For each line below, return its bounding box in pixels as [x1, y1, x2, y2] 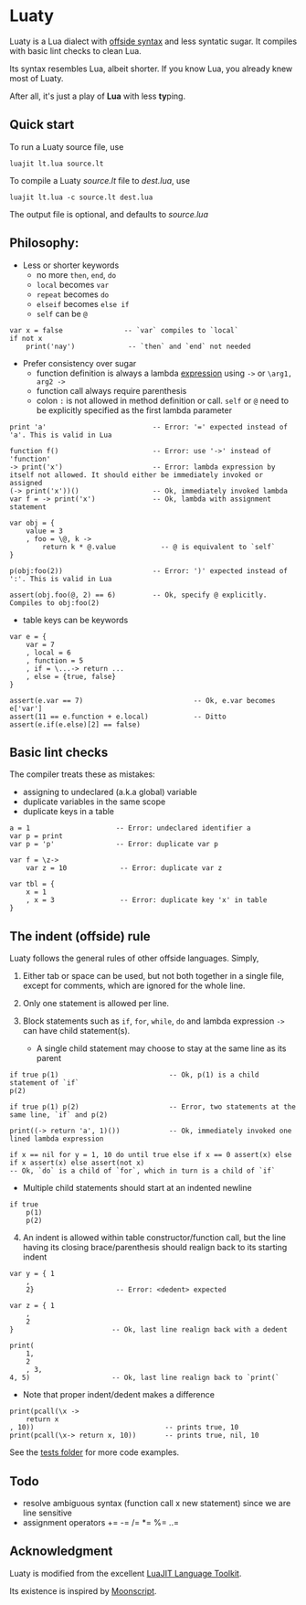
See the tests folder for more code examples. [9, 1447, 180, 1458]
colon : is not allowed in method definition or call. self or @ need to [36, 395, 290, 406]
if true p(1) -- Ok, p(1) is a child [9, 1070, 259, 1079]
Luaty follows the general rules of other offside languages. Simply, [9, 952, 259, 964]
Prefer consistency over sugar [22, 357, 137, 368]
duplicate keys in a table [22, 806, 115, 817]
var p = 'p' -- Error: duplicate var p [9, 840, 219, 849]
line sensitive [22, 1507, 73, 1518]
